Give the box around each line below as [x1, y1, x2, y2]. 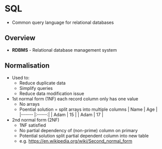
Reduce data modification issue [19, 90, 84, 96]
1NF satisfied [19, 122, 46, 128]
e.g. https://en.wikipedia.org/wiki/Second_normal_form [19, 138, 133, 144]
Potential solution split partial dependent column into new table [19, 133, 149, 139]
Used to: [11, 74, 30, 80]
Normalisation [4, 62, 50, 70]
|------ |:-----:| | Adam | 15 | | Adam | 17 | [19, 111, 104, 117]
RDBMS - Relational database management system [11, 47, 117, 53]
